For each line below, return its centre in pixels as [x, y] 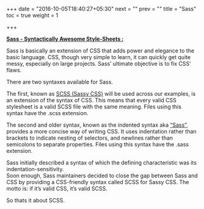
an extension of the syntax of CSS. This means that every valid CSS [92, 100]
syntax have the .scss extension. [47, 113]
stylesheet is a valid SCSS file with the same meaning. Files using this [94, 107]
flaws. [14, 70]
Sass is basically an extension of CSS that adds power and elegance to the [100, 51]
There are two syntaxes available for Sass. [60, 82]
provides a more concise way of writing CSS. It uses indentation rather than [101, 131]
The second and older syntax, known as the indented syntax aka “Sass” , [97, 125]
